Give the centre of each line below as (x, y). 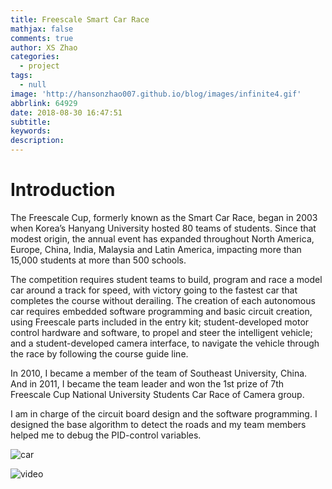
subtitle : (31, 122)
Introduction (63, 190)
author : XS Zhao (44, 47)
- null (33, 85)
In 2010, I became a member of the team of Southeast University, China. (159, 373)
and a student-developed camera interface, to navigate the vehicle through (165, 343)
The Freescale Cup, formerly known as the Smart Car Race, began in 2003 (164, 217)
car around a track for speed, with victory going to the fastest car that (154, 290)
